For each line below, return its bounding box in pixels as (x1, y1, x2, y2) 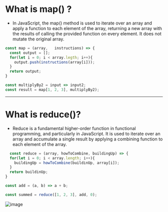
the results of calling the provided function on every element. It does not (12, 30, 161, 36)
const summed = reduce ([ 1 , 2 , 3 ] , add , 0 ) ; (5, 192, 97, 197)
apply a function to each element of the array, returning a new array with (12, 25, 162, 31)
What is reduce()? (5, 109, 81, 120)
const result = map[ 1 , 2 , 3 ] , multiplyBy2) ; (5, 87, 99, 92)
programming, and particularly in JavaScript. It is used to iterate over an (12, 130, 161, 136)
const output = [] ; (9, 50, 50, 55)
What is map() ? (5, 3, 72, 15)
